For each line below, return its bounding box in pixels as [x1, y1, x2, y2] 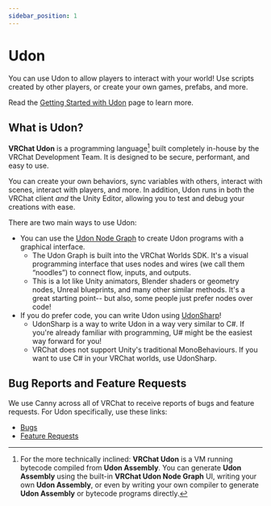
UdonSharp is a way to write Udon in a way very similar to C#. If [31, 320, 245, 329]
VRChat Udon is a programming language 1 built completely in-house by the [8, 142, 260, 153]
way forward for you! [31, 337, 102, 346]
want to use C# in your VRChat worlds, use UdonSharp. [31, 353, 217, 363]
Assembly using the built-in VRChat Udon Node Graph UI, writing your [19, 471, 257, 481]
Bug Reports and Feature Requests [8, 377, 187, 391]
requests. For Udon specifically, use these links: [8, 407, 168, 416]
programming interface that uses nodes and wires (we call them [31, 259, 245, 269]
